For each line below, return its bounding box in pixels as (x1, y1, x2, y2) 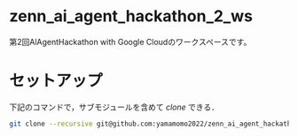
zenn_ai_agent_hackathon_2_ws (9, 6, 253, 27)
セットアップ (9, 71, 104, 91)
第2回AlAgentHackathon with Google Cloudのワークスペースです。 (9, 36, 252, 47)
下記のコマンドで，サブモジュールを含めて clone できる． (9, 102, 220, 112)
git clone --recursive (9, 119, 93, 128)
